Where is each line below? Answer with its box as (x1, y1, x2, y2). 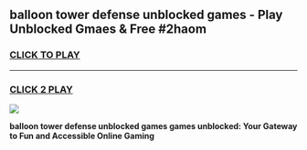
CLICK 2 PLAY (9, 83, 73, 95)
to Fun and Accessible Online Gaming (9, 130, 155, 141)
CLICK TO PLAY (9, 49, 80, 62)
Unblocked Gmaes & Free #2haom (9, 22, 207, 37)
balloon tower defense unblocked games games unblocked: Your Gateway (9, 120, 298, 131)
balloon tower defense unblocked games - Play (9, 7, 283, 23)
